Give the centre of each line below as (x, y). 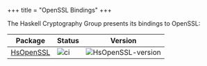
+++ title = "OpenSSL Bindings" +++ (60, 10)
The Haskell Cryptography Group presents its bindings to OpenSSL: (104, 23)
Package (30, 41)
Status (68, 41)
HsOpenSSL (31, 52)
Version (123, 41)
